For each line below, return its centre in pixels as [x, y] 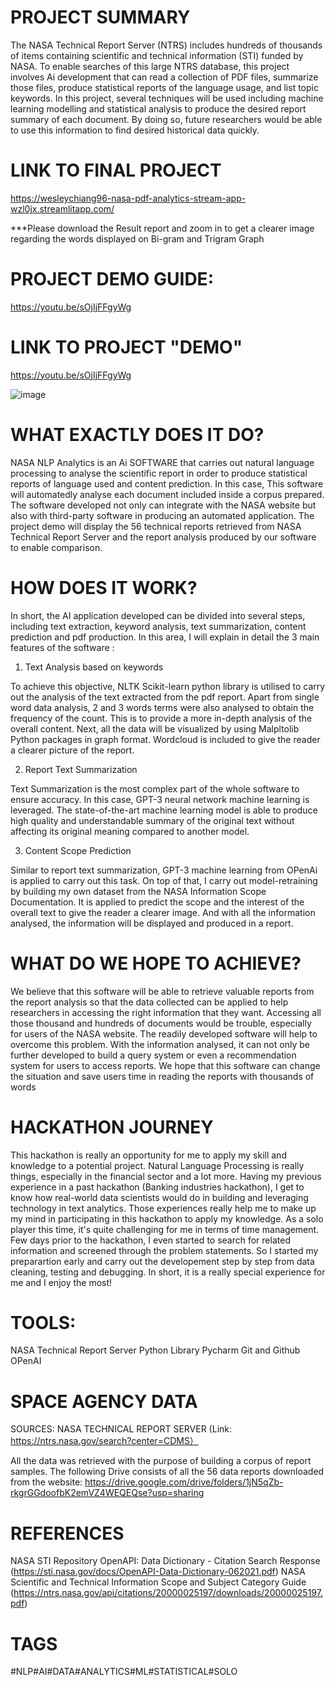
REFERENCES [67, 1533]
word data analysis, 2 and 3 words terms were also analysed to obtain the [162, 707]
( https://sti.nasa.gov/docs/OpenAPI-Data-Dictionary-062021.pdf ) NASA [158, 1572]
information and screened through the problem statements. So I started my [164, 1250]
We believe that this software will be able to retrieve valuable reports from [162, 991]
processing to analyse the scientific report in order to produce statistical [159, 473]
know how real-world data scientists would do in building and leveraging [159, 1197]
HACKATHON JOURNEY [112, 1127]
